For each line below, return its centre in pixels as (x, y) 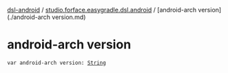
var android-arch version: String (57, 63)
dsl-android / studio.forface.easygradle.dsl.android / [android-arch (102, 10)
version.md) (69, 17)
